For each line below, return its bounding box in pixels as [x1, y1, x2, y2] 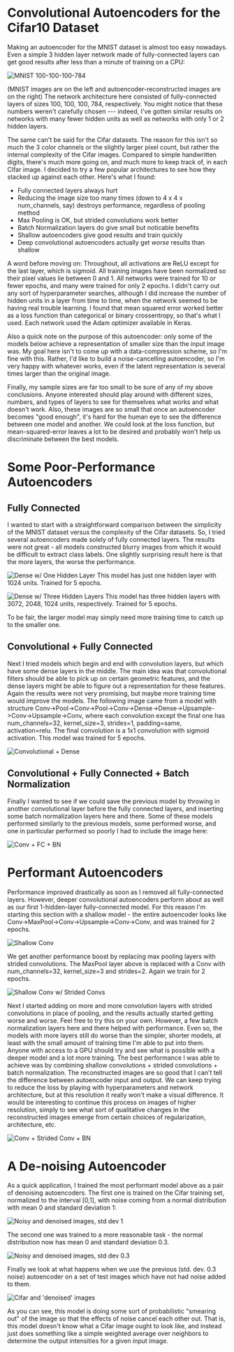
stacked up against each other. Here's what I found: [7, 173, 156, 181]
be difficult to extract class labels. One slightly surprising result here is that [7, 550, 223, 559]
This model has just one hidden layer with [96, 571, 217, 580]
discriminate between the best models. [7, 435, 119, 443]
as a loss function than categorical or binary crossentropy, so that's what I [7, 311, 221, 319]
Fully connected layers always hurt [17, 186, 118, 194]
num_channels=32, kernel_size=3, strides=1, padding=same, [7, 719, 182, 727]
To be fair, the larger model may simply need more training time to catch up [7, 613, 224, 621]
